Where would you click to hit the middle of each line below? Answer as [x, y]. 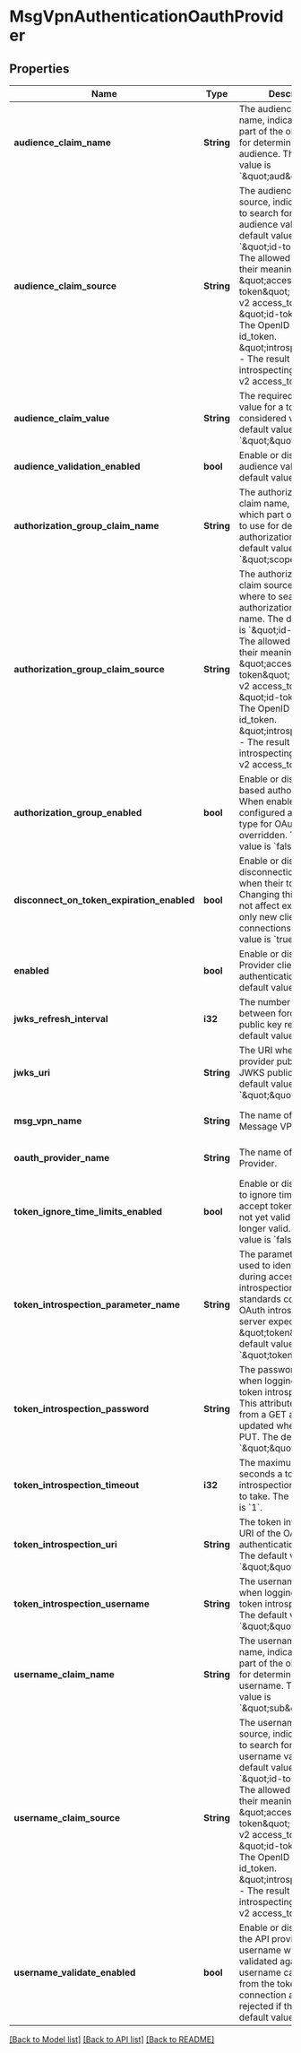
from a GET [262, 1414]
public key [260, 1024]
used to [255, 1265]
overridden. [263, 835]
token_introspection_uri [66, 1544]
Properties [39, 69]
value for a [261, 407]
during [253, 1277]
